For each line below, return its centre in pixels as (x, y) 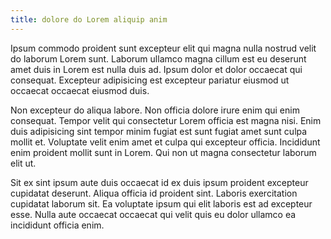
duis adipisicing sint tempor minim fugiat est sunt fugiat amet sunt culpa (159, 131)
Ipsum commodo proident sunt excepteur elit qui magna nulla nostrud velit (163, 48)
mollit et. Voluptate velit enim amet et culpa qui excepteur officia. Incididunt (165, 142)
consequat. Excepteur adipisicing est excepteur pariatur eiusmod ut (150, 80)
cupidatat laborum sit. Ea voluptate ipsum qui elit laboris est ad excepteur (161, 203)
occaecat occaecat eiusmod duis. (80, 90)
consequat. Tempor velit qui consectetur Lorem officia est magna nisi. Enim (166, 120)
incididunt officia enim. (57, 225)
